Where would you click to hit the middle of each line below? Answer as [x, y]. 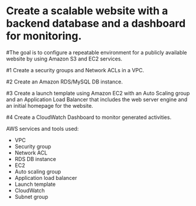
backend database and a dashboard [96, 23]
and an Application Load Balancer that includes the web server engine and [97, 99]
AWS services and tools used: [43, 128]
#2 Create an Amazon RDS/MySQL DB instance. [64, 82]
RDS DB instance [35, 159]
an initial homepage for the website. [50, 105]
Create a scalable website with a [87, 11]
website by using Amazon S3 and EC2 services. [64, 59]
